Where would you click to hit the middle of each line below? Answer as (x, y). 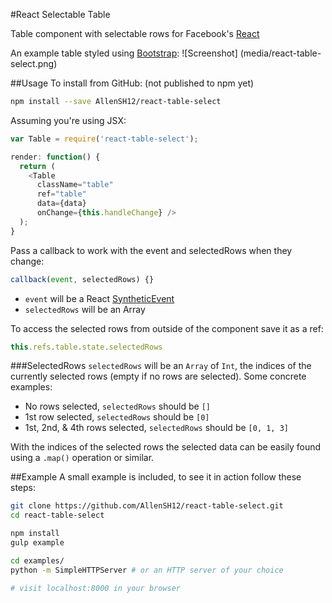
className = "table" (75, 185)
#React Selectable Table (60, 14)
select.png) (34, 63)
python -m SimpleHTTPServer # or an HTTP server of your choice (147, 570)
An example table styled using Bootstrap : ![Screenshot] (124, 53)
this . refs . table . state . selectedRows (86, 347)
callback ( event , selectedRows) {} (82, 279)
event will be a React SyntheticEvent (99, 298)
